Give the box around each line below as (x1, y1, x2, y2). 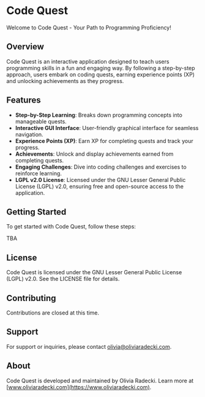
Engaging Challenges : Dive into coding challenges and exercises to (15, 163, 187, 170)
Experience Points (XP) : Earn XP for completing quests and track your (15, 137, 194, 144)
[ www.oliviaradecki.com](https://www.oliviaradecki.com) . (6, 383, 152, 391)
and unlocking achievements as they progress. (6, 77, 124, 84)
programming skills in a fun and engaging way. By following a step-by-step (6, 64, 195, 71)
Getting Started (6, 206, 67, 217)
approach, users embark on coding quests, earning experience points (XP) (6, 71, 195, 78)
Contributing (6, 293, 56, 303)
